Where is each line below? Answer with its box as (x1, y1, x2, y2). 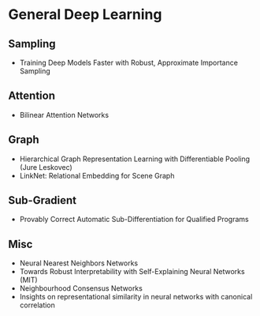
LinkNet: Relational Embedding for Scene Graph (19, 171, 175, 180)
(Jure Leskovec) (19, 162, 72, 171)
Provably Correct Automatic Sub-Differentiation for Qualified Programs (19, 215, 250, 224)
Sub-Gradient (8, 194, 77, 207)
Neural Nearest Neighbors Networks (19, 258, 139, 268)
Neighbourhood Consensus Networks (19, 284, 143, 293)
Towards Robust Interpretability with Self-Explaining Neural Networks (19, 267, 246, 276)
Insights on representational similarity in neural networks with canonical (19, 292, 253, 302)
